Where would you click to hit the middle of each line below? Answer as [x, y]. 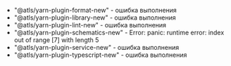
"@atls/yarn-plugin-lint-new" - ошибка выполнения [90, 25]
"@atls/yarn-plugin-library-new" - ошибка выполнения [95, 18]
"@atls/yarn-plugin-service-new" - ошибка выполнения [96, 47]
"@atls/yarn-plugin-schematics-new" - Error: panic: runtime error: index [119, 32]
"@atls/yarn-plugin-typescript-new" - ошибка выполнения [100, 55]
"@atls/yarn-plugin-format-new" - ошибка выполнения [95, 10]
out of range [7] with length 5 [56, 40]
